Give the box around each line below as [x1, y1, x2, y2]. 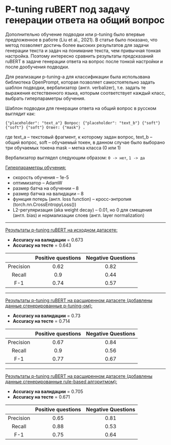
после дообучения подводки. [5, 64, 70, 70]
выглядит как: [5, 111, 36, 117]
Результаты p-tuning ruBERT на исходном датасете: [5, 227, 118, 233]
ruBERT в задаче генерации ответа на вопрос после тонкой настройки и [5, 58, 163, 64]
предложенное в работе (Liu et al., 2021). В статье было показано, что [5, 37, 158, 43]
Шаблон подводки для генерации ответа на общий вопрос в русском [5, 105, 157, 111]
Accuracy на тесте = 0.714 [12, 318, 70, 324]
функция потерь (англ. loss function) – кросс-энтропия [12, 196, 131, 202]
